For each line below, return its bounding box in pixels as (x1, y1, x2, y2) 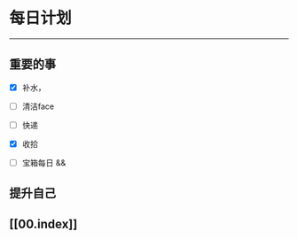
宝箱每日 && (21, 158, 67, 168)
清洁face (21, 101, 55, 112)
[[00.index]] (9, 216, 78, 231)
